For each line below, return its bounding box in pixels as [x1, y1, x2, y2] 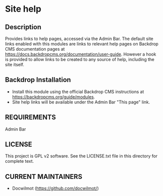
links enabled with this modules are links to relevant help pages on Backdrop [5, 41, 159, 47]
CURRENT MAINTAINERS [5, 172, 83, 181]
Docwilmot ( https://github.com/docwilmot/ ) [12, 185, 99, 191]
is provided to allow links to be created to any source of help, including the [5, 57, 155, 62]
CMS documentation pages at [5, 46, 65, 52]
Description [5, 23, 41, 31]
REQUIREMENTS [5, 113, 56, 121]
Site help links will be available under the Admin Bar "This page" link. [12, 99, 150, 105]
